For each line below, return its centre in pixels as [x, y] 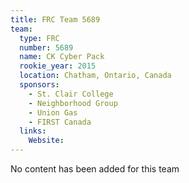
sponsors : [39, 85]
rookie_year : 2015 [58, 66]
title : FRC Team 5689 [55, 19]
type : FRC [39, 38]
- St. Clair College [71, 94]
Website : [46, 141]
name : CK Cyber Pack [62, 57]
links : [33, 131]
